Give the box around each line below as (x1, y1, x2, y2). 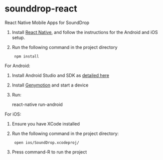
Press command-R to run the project (11, 148, 87, 155)
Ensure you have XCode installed (11, 120, 80, 126)
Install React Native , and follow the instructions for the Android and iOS (11, 29, 158, 35)
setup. (11, 34, 25, 40)
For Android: (4, 62, 30, 68)
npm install (14, 53, 39, 59)
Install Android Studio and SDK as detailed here (11, 72, 110, 78)
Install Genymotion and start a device (11, 82, 89, 88)
